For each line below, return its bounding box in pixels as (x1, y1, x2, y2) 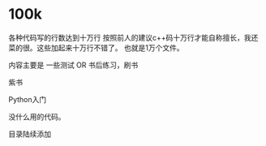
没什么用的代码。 (8, 111, 66, 122)
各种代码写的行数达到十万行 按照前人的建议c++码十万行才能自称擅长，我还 (8, 32, 259, 42)
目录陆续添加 (8, 129, 51, 139)
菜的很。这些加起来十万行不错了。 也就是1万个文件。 (8, 42, 184, 53)
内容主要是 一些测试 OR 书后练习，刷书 (8, 60, 139, 70)
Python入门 (8, 94, 47, 104)
